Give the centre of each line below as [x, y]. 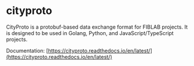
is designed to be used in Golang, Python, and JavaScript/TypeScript [90, 33]
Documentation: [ [27, 50]
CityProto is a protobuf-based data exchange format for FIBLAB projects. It [97, 27]
